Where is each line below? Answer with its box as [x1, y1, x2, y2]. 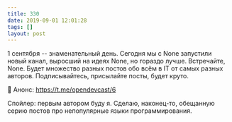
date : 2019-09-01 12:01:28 [7, 17, 87, 24]
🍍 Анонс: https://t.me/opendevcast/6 [7, 85, 116, 94]
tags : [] [7, 23, 33, 30]
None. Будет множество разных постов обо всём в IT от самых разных [7, 64, 223, 73]
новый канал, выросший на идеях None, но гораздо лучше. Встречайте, [7, 57, 226, 66]
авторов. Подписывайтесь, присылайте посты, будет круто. [7, 72, 189, 80]
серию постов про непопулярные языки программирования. [7, 106, 193, 115]
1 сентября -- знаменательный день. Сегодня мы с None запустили [7, 49, 212, 58]
